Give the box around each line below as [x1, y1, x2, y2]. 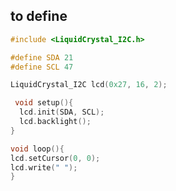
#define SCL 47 [10, 62, 74, 72]
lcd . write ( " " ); [10, 162, 78, 173]
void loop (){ [10, 144, 65, 154]
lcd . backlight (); [19, 117, 92, 127]
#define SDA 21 [10, 52, 74, 63]
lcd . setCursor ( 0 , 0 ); [10, 153, 101, 163]
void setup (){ [14, 98, 74, 108]
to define [10, 8, 68, 25]
